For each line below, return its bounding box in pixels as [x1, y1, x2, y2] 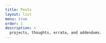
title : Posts [5, 7, 32, 12]
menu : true [5, 16, 27, 21]
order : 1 [5, 21, 23, 26]
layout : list [5, 12, 32, 17]
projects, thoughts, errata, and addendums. [9, 30, 102, 35]
